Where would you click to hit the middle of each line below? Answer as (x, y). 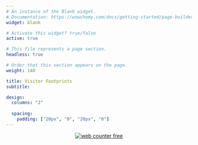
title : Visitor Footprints (39, 81)
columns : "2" (27, 103)
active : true (22, 39)
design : (16, 97)
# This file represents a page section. (57, 49)
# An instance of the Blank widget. (51, 11)
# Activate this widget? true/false (51, 33)
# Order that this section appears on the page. (67, 65)
